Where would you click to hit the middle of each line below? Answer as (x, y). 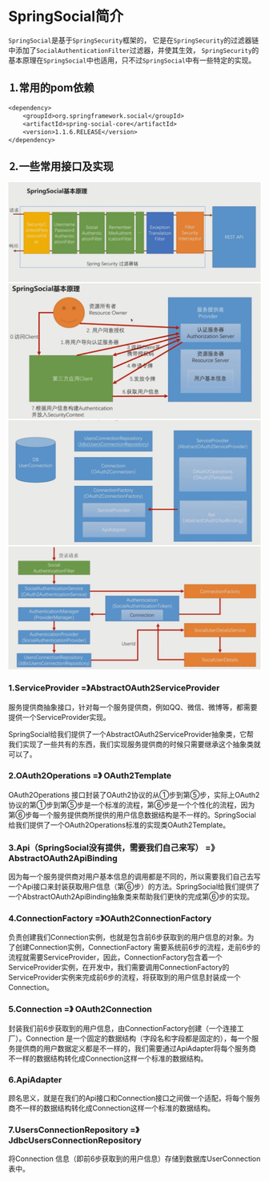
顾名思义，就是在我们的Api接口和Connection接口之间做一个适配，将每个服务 (134, 1098)
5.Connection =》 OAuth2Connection (80, 1009)
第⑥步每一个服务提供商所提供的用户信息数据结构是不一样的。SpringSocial (132, 815)
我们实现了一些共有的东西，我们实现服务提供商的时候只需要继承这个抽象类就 (134, 744)
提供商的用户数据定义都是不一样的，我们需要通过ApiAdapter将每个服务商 (135, 1048)
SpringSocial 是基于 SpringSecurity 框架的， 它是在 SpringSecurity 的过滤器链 (134, 40)
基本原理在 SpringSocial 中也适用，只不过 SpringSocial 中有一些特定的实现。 (132, 60)
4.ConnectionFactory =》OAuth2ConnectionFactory (110, 919)
